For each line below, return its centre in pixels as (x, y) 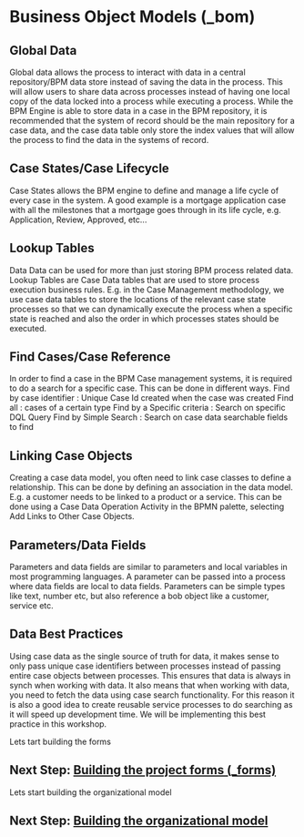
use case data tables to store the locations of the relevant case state (138, 299)
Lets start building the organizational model (91, 792)
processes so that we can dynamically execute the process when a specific (151, 309)
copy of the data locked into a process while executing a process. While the (152, 101)
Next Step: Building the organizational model (139, 821)
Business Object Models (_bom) (132, 17)
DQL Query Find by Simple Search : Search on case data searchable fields (149, 417)
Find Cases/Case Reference (90, 357)
